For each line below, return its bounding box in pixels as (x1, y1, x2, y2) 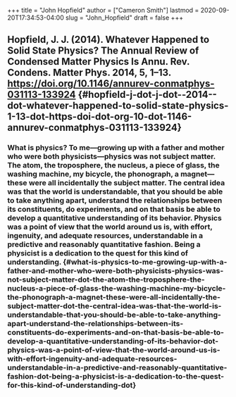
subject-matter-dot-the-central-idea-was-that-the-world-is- (7, 301, 222, 311)
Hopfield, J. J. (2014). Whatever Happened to (7, 34, 210, 46)
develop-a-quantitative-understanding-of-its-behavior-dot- (7, 336, 219, 346)
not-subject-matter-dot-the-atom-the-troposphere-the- (7, 275, 206, 284)
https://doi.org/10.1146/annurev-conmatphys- (7, 77, 215, 90)
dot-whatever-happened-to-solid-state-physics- (7, 100, 229, 112)
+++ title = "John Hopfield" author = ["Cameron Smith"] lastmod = (7, 6, 199, 14)
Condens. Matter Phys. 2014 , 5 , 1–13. (7, 67, 171, 79)
